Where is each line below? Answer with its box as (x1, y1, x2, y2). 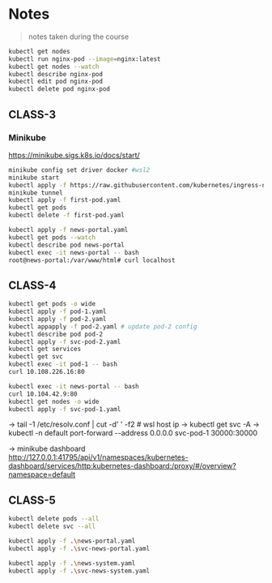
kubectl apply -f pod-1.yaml (8, 307, 107, 316)
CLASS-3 (8, 107, 57, 122)
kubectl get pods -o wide (8, 300, 96, 308)
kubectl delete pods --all (8, 515, 100, 523)
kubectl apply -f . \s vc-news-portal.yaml (8, 544, 151, 552)
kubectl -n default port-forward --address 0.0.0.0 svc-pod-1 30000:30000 (8, 428, 257, 438)
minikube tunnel (8, 188, 63, 197)
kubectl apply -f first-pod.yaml (8, 196, 121, 204)
